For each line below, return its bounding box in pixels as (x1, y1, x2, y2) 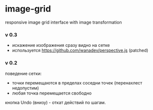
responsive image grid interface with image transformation (5, 19, 122, 25)
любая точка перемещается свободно (12, 90, 92, 96)
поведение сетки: (5, 70, 42, 76)
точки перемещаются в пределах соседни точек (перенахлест (12, 80, 143, 85)
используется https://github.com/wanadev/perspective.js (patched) (12, 47, 149, 54)
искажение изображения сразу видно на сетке (12, 42, 110, 48)
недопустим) (12, 85, 39, 91)
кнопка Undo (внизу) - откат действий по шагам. (5, 99, 106, 105)
